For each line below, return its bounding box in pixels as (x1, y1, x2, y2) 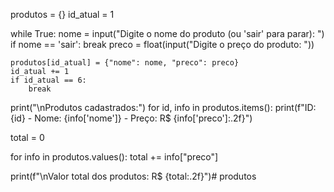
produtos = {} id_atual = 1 (10, 9, 115, 20)
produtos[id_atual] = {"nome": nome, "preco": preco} (10, 58, 240, 68)
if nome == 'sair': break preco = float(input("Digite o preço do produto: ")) (10, 39, 315, 50)
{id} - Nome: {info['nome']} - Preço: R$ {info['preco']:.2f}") (10, 112, 253, 124)
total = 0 (10, 132, 45, 143)
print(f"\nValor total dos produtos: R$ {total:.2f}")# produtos (10, 170, 257, 182)
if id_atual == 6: (10, 75, 87, 85)
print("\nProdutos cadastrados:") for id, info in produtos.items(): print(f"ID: (10, 102, 317, 113)
